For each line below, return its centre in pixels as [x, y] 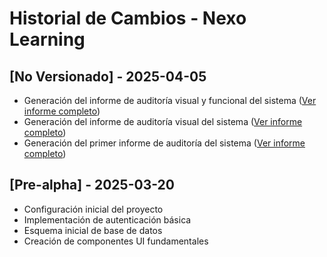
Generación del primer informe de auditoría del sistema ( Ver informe [164, 143]
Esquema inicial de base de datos [93, 230]
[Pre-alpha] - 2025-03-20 [92, 185]
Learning [47, 39]
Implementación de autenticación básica [107, 219]
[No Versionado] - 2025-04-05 [108, 76]
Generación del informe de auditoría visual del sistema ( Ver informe [163, 121]
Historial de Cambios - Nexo [128, 18]
